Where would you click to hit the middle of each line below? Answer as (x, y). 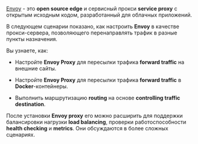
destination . (30, 104)
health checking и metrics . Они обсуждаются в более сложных (87, 128)
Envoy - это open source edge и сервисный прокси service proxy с (92, 9)
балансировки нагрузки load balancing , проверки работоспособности (96, 122)
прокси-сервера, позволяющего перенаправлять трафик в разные (92, 33)
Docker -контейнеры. (41, 86)
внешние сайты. (36, 68)
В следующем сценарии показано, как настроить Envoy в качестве (93, 26)
